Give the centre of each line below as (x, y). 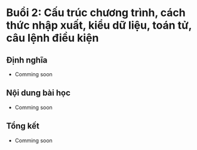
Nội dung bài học (38, 93)
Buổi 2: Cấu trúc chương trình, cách (96, 13)
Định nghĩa (27, 60)
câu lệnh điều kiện (53, 38)
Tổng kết (23, 126)
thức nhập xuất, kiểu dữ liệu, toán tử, (99, 25)
